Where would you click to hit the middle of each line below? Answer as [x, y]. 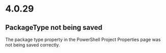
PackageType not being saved [54, 28]
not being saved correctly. [32, 45]
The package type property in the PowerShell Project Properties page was [83, 39]
